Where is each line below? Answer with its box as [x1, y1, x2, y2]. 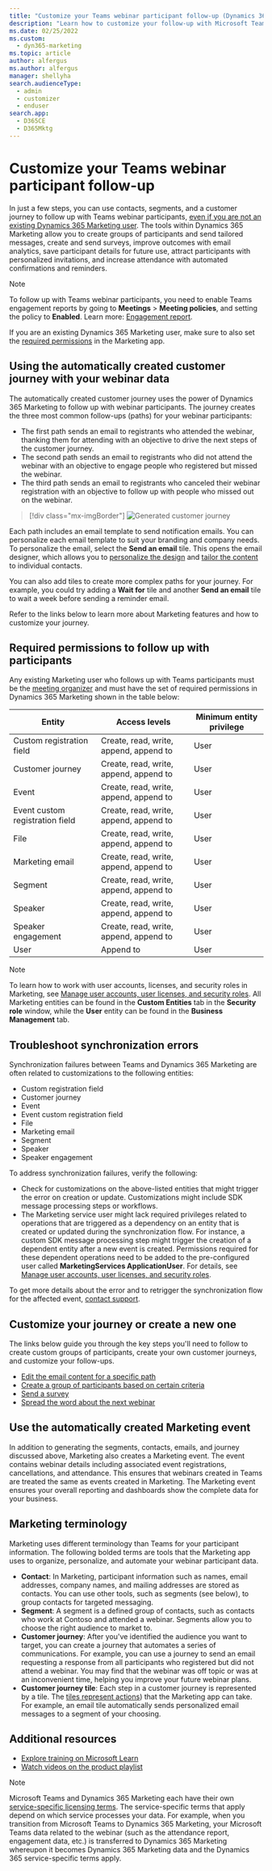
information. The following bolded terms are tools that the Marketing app [9, 1547, 251, 1557]
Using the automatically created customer [9, 359, 226, 373]
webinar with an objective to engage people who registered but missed [20, 460, 257, 470]
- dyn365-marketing [16, 42, 82, 50]
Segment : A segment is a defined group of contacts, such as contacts [20, 1605, 255, 1616]
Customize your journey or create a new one [9, 1318, 237, 1331]
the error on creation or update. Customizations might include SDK [20, 1192, 243, 1202]
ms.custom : [9, 34, 46, 43]
